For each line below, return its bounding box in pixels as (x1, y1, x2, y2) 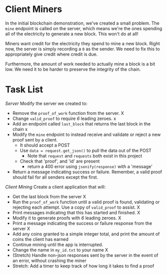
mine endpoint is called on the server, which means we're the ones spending (5, 25, 162, 31)
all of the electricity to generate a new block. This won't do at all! (5, 31, 138, 37)
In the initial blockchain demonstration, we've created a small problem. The (5, 20, 160, 26)
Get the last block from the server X (12, 193, 86, 199)
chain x (12, 126, 28, 132)
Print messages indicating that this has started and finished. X (12, 209, 140, 215)
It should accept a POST (19, 142, 70, 148)
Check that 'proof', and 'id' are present (19, 158, 100, 164)
